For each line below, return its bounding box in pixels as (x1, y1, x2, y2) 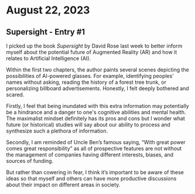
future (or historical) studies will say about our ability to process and (6, 121, 171, 128)
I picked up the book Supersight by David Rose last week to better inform (6, 42, 183, 49)
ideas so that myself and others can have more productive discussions (6, 175, 177, 182)
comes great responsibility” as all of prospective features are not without (6, 145, 182, 152)
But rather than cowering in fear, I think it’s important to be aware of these (6, 169, 184, 176)
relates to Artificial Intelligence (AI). (6, 55, 91, 62)
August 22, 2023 (6, 4, 90, 17)
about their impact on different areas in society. (6, 181, 121, 188)
